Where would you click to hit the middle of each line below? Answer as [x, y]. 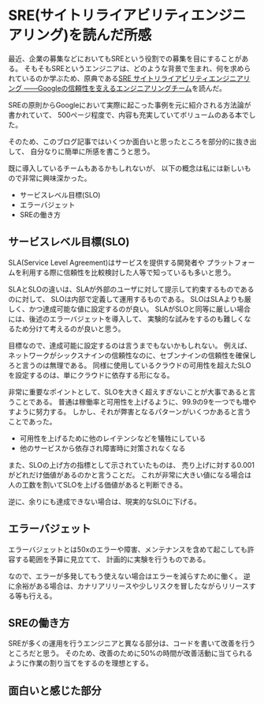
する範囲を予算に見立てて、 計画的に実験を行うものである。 [112, 559]
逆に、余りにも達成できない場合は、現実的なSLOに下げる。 [104, 501]
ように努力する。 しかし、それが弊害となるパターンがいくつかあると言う [133, 412]
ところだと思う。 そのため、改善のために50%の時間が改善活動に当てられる [130, 653]
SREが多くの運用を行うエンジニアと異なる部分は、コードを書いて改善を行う [132, 643]
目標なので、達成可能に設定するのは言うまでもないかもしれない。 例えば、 [130, 345]
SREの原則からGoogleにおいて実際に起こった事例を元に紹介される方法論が [130, 105]
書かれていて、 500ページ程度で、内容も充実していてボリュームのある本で [129, 115]
